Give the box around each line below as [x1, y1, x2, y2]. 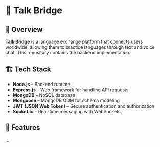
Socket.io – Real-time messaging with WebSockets [12, 108, 121, 114]
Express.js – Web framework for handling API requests [12, 87, 129, 93]
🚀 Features [5, 123, 40, 132]
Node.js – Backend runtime [12, 81, 71, 87]
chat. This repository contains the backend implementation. [5, 50, 131, 55]
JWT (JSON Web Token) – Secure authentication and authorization [12, 102, 155, 109]
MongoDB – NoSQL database [12, 92, 75, 98]
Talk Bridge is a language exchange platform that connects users [5, 38, 143, 45]
